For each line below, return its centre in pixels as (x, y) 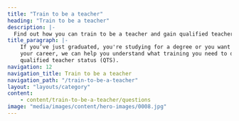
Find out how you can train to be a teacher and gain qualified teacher (124, 34)
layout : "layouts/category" (49, 87)
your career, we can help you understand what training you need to (124, 54)
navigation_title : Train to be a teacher (70, 73)
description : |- (31, 27)
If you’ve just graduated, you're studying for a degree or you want (126, 47)
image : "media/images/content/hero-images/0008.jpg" (87, 107)
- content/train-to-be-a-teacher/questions (86, 100)
